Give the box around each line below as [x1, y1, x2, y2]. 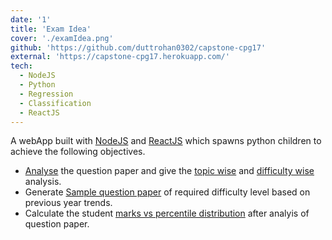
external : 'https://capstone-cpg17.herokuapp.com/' [10, 52, 230, 62]
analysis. [24, 176, 62, 188]
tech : [10, 61, 33, 71]
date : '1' [10, 14, 52, 25]
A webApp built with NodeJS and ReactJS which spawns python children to [10, 135, 322, 147]
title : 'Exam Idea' [10, 24, 92, 34]
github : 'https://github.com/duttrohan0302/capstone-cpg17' [10, 42, 267, 53]
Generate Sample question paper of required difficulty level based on [24, 186, 311, 198]
